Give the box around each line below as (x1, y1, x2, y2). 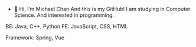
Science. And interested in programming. (14, 12, 115, 19)
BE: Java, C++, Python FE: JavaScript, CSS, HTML (5, 23, 128, 30)
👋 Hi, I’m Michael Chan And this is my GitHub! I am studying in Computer (14, 6, 191, 12)
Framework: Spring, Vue (5, 34, 65, 41)
